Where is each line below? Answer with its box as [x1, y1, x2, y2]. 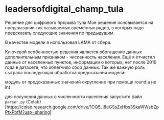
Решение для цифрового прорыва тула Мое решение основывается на [5, 20, 154, 25]
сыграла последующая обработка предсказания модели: [5, 69, 126, 75]
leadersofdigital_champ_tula [5, 3, 124, 15]
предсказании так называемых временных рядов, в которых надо [5, 24, 144, 30]
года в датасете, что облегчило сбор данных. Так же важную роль [5, 64, 145, 70]
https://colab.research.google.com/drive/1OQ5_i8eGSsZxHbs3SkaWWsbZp [6, 104, 159, 110]
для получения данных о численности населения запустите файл [5, 94, 142, 100]
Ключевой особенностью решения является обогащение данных [5, 49, 142, 55]
